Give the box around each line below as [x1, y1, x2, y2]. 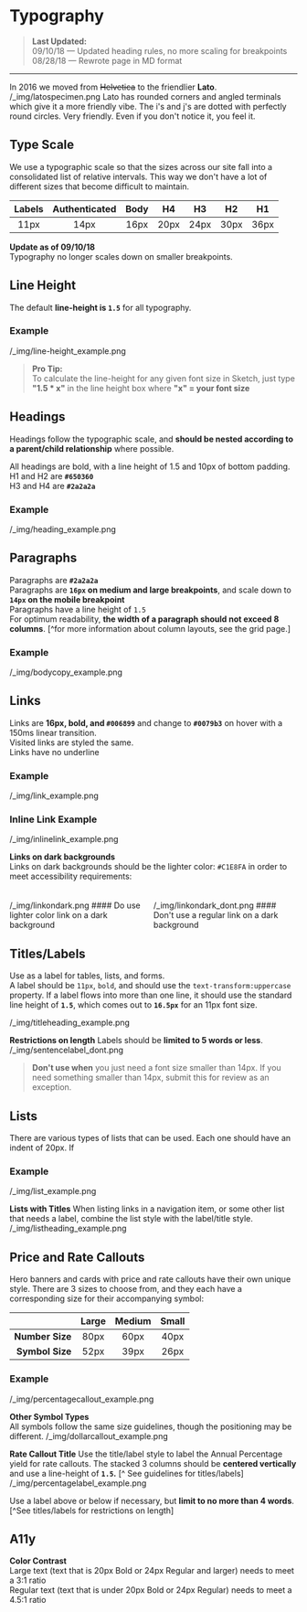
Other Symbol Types [9, 1411, 90, 1422]
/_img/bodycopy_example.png [9, 667, 123, 678]
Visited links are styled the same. [9, 737, 134, 748]
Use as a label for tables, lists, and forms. [9, 970, 165, 981]
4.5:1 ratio [9, 1595, 47, 1606]
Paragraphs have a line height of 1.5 [9, 603, 146, 614]
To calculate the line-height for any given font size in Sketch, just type [31, 372, 295, 384]
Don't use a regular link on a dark [153, 910, 279, 921]
